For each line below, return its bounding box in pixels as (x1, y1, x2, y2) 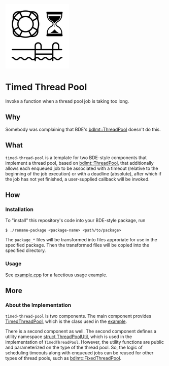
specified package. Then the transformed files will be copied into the (5, 242, 150, 248)
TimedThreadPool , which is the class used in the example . (5, 318, 127, 324)
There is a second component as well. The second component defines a (5, 328, 156, 335)
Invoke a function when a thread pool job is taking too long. (5, 98, 129, 104)
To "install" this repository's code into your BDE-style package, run (5, 217, 146, 224)
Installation (5, 206, 34, 213)
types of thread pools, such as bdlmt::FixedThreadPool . (5, 355, 122, 361)
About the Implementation (5, 301, 72, 308)
